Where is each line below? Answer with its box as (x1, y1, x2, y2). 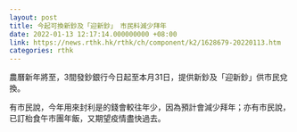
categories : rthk (9, 46, 74, 55)
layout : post (9, 12, 58, 22)
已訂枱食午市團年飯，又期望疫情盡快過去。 (9, 113, 166, 124)
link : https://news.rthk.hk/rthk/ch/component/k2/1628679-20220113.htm (9, 37, 281, 47)
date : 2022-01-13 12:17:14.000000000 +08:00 (9, 29, 177, 38)
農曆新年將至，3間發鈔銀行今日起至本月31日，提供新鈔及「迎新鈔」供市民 (9, 72, 280, 83)
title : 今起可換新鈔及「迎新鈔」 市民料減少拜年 (9, 21, 167, 30)
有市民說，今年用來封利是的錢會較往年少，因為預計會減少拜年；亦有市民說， (9, 102, 291, 112)
